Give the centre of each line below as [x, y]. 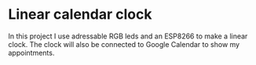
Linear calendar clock [80, 14]
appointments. [31, 52]
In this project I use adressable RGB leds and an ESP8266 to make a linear [128, 36]
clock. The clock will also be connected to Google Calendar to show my [124, 44]
